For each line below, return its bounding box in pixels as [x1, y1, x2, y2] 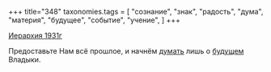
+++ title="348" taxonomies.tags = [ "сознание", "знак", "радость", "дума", [8, 7, 264, 16]
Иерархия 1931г [8, 31, 62, 40]
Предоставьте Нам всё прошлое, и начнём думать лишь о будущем [8, 46, 244, 55]
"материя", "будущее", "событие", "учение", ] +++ [8, 15, 180, 25]
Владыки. [8, 55, 41, 64]
